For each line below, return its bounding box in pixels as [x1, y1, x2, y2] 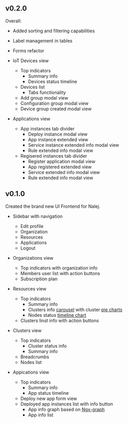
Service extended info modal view [28, 169, 100, 175]
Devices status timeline [28, 78, 77, 84]
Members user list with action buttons [20, 270, 100, 276]
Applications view [12, 116, 50, 122]
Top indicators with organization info [20, 264, 98, 271]
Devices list [20, 84, 45, 90]
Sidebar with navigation [12, 213, 63, 219]
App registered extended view [28, 164, 92, 170]
